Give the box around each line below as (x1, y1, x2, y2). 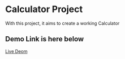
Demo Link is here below (5, 35, 84, 43)
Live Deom (5, 48, 28, 54)
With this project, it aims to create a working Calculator (5, 20, 120, 26)
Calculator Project (5, 4, 83, 15)
